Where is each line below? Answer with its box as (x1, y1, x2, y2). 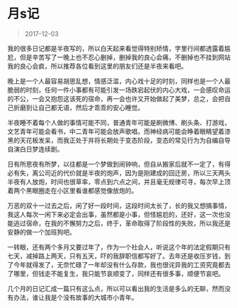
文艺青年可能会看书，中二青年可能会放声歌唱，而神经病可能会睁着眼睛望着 (7, 127, 225, 136)
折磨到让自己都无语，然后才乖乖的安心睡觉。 (13, 103, 144, 112)
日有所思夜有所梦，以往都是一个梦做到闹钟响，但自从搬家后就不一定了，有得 (7, 160, 231, 168)
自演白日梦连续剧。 (7, 145, 64, 153)
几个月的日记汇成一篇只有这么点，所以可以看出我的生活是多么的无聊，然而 (7, 284, 225, 292)
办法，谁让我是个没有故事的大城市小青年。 (13, 293, 138, 302)
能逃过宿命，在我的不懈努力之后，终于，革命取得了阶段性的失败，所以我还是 (7, 219, 231, 227)
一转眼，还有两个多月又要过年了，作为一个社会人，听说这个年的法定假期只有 (7, 242, 231, 251)
